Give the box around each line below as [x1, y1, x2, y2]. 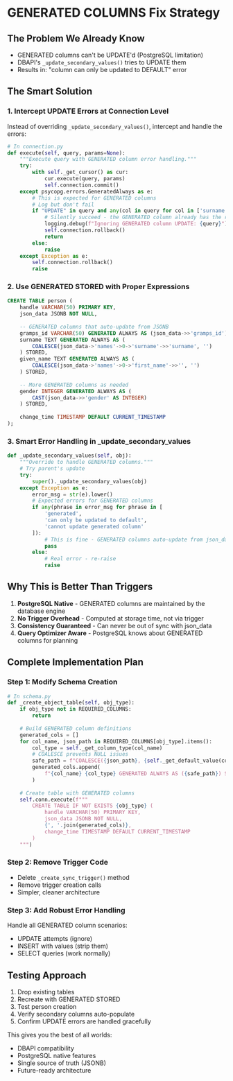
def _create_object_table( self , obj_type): [7, 699, 135, 707]
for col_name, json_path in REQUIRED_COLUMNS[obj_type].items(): [19, 738, 213, 745]
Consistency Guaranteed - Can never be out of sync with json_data [17, 621, 212, 630]
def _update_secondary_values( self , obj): [7, 452, 132, 459]
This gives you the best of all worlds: [7, 1030, 112, 1039]
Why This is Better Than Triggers [7, 581, 153, 593]
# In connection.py [7, 143, 64, 150]
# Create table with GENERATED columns [19, 789, 135, 797]
